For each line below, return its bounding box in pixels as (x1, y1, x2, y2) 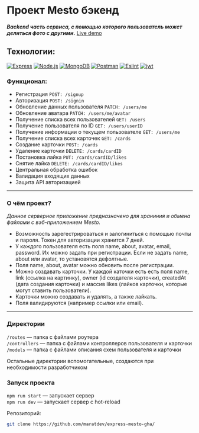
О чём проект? (6, 199, 52, 207)
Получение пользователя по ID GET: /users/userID (15, 122, 143, 129)
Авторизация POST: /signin (15, 97, 84, 104)
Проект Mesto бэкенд (6, 4, 119, 17)
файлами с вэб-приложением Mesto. (6, 219, 101, 226)
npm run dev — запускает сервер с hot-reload (6, 398, 120, 405)
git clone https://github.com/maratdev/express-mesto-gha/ (6, 421, 155, 427)
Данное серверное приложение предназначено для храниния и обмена (6, 213, 191, 220)
